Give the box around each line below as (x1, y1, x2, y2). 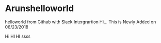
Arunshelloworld (5, 3, 74, 14)
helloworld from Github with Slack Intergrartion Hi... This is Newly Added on (5, 19, 156, 25)
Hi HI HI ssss (5, 33, 31, 39)
